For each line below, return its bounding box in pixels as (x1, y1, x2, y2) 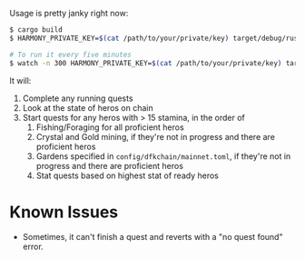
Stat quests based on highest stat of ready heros (35, 170, 220, 181)
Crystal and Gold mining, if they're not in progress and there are (35, 131, 275, 142)
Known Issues (9, 202, 119, 222)
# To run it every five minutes (9, 50, 132, 59)
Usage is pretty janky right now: (9, 8, 129, 18)
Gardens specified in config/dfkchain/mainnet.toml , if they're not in (35, 150, 291, 162)
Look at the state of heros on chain (22, 102, 154, 113)
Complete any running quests (22, 93, 133, 104)
